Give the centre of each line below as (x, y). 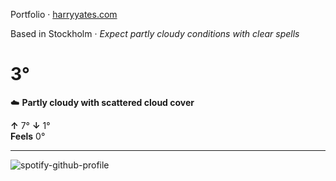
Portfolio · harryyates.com (64, 14)
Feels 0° (28, 136)
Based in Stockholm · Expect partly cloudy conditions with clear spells (155, 33)
